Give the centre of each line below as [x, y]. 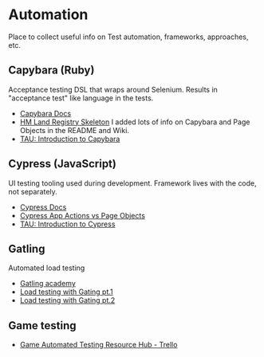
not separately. [33, 191]
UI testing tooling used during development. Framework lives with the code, [132, 183]
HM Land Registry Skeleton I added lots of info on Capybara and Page [135, 122]
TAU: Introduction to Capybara [70, 139]
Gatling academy [47, 284]
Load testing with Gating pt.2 [67, 300]
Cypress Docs [43, 207]
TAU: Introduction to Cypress [67, 224]
